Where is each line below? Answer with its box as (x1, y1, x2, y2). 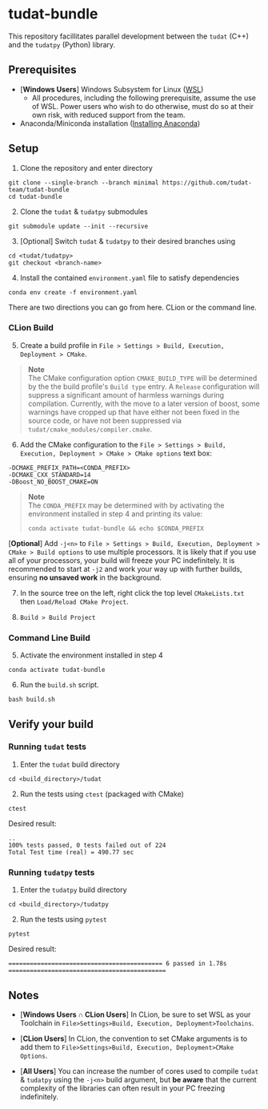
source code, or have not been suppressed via (27, 415, 182, 425)
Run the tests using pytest (19, 915, 107, 925)
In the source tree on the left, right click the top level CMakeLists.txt (19, 588, 245, 597)
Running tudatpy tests (8, 867, 95, 878)
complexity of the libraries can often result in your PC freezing (19, 1083, 226, 1093)
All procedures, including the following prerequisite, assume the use (31, 93, 256, 103)
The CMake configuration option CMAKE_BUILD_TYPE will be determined (27, 373, 258, 382)
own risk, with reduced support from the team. (31, 110, 186, 119)
